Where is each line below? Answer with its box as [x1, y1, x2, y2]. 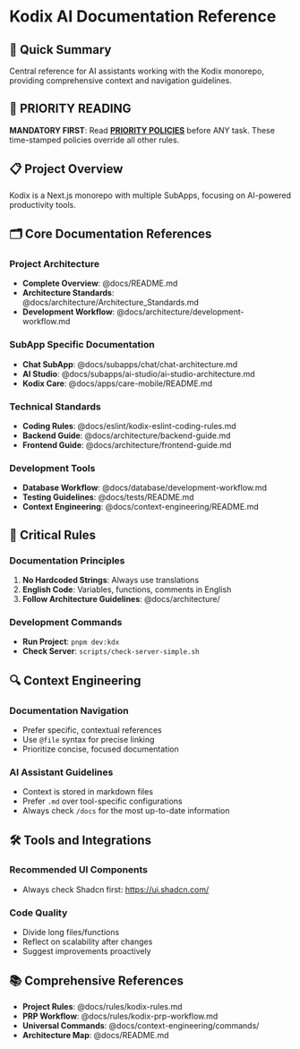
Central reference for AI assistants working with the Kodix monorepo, [9, 65, 264, 76]
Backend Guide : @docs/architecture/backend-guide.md [21, 430, 231, 441]
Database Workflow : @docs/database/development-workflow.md [21, 482, 267, 494]
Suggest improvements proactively [21, 946, 151, 957]
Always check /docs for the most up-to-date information [21, 805, 230, 816]
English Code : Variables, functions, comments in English [21, 584, 232, 595]
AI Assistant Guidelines [9, 766, 114, 778]
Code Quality [9, 907, 68, 919]
